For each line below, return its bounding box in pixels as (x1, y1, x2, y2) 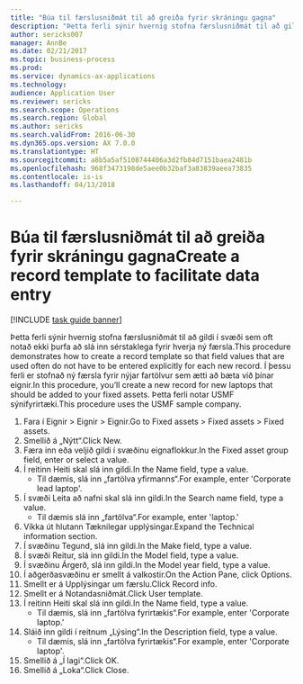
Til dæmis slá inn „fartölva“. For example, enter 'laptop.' (36, 512, 239, 523)
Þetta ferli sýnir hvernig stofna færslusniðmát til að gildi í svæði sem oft (10, 332, 273, 343)
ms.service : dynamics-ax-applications (10, 72, 156, 81)
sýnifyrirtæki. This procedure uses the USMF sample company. (10, 399, 242, 409)
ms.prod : (10, 64, 43, 73)
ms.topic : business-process (10, 55, 116, 64)
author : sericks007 (10, 30, 84, 39)
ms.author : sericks (10, 122, 84, 131)
